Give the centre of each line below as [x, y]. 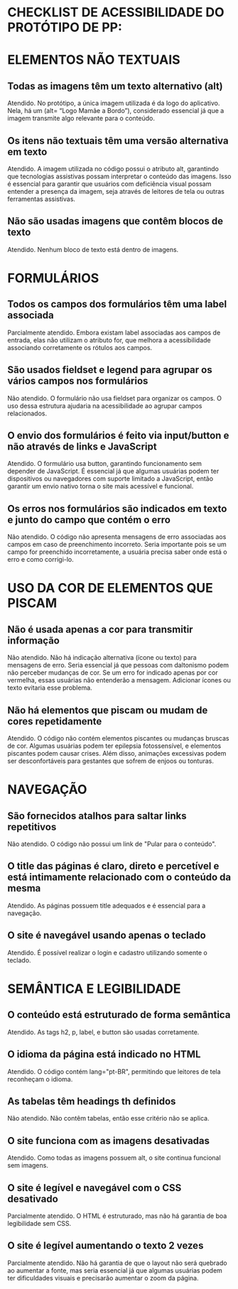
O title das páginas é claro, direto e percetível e [113, 866]
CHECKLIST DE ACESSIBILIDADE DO [116, 12]
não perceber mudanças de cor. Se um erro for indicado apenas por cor [113, 673]
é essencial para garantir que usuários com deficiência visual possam [109, 184]
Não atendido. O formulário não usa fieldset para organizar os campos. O [115, 398]
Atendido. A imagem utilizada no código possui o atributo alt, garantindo [113, 169]
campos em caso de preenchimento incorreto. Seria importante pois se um [117, 545]
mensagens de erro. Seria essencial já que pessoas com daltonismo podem [118, 665]
